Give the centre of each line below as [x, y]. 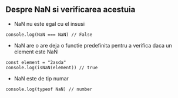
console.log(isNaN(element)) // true [52, 67]
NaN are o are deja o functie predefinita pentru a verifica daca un [93, 45]
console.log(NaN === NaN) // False [49, 35]
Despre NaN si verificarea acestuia [70, 10]
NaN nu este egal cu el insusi [49, 23]
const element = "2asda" [36, 62]
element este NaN [36, 52]
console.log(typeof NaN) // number [49, 89]
